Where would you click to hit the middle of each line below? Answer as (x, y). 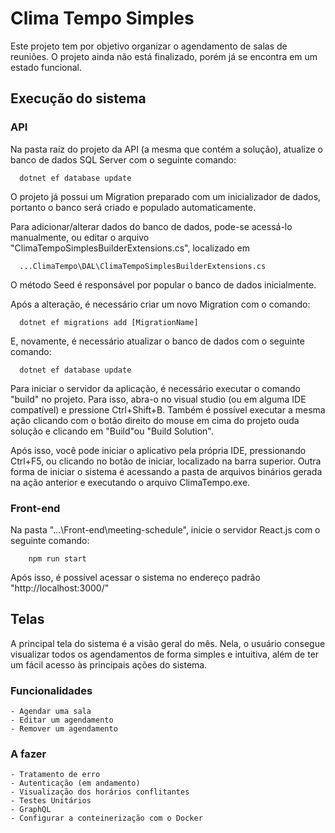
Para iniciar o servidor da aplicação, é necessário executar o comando (156, 388)
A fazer (28, 754)
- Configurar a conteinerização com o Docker (106, 818)
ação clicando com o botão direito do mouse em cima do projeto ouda (155, 420)
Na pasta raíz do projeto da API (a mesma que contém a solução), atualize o (167, 149)
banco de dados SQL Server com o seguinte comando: (123, 159)
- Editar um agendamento (62, 720)
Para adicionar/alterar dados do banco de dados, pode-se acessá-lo (151, 226)
